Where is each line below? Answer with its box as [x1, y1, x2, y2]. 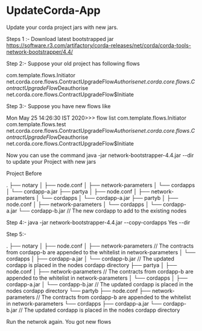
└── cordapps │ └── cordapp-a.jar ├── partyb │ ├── [41, 194, 178, 201]
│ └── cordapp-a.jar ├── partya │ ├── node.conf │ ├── [6, 188, 150, 195]
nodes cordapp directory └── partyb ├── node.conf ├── [6, 287, 151, 294]
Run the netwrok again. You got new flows [6, 318, 112, 325]
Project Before [6, 170, 42, 177]
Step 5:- [6, 230, 27, 237]
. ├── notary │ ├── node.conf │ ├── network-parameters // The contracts [6, 242, 194, 249]
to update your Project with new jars [6, 158, 96, 165]
